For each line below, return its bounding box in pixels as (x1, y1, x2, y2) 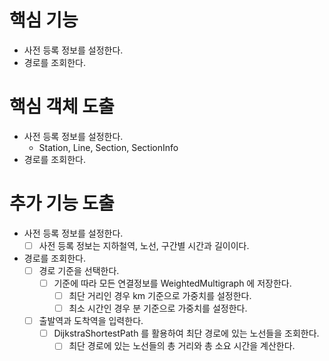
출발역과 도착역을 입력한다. (38, 315, 144, 327)
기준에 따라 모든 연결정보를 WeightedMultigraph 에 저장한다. (53, 277, 292, 289)
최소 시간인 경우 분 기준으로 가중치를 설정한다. (68, 302, 248, 315)
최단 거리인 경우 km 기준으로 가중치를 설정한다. (68, 290, 252, 301)
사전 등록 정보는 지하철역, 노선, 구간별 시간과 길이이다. (38, 239, 250, 251)
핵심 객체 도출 (9, 96, 115, 118)
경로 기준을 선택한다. (38, 264, 120, 276)
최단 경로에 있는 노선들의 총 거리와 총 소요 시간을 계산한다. (68, 340, 296, 352)
